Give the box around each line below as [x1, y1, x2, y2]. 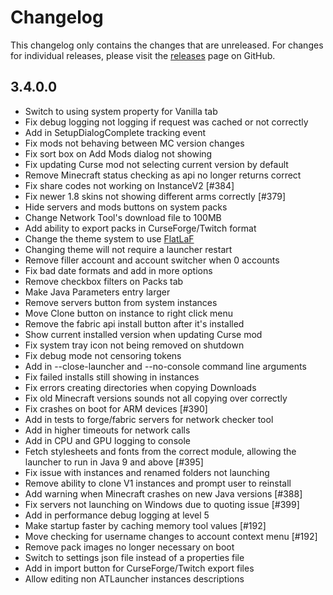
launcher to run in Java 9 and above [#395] [24, 456, 204, 468]
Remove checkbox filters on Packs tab [24, 275, 184, 287]
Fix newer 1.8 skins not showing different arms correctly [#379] [24, 190, 287, 202]
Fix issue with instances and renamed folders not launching [24, 466, 270, 478]
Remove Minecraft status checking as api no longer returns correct [24, 169, 302, 181]
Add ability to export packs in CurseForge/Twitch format [24, 222, 257, 234]
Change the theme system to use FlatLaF [24, 232, 195, 245]
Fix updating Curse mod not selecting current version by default [24, 158, 289, 170]
